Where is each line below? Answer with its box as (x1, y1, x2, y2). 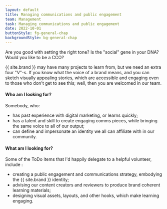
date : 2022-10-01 (5, 26, 41, 31)
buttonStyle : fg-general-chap (5, 31, 68, 36)
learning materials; (12, 187, 51, 193)
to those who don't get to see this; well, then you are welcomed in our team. (5, 80, 162, 86)
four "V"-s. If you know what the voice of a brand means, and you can (5, 69, 150, 75)
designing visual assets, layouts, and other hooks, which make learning (12, 192, 159, 198)
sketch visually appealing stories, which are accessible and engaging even (5, 75, 159, 81)
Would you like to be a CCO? (5, 54, 64, 60)
